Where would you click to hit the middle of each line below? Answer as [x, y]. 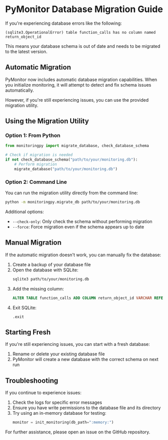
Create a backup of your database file [52, 264]
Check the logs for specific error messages [57, 402]
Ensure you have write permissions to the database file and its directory [87, 408]
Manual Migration [33, 243]
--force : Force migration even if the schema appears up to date [78, 227]
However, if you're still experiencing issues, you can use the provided [77, 100]
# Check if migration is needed [39, 155]
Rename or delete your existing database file [59, 354]
